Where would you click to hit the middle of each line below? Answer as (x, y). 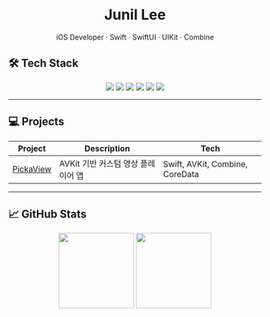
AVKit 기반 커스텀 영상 (99, 163)
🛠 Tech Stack (43, 63)
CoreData (181, 174)
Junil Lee (135, 15)
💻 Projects (36, 122)
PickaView (32, 169)
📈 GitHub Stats (47, 214)
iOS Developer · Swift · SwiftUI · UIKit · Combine (135, 37)
